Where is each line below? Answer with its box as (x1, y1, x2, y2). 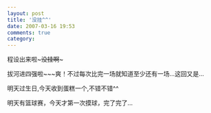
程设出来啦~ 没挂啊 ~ (7, 55, 64, 64)
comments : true (7, 29, 51, 36)
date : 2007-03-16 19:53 (7, 23, 76, 29)
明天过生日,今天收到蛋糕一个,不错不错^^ (7, 84, 119, 92)
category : (7, 36, 36, 42)
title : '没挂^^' (7, 16, 52, 23)
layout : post (7, 10, 45, 17)
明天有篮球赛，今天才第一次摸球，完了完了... (7, 99, 133, 107)
